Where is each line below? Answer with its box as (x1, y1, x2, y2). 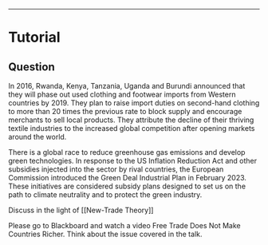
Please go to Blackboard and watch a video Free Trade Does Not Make (8, 221, 241, 230)
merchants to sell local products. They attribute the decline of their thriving (8, 115, 254, 124)
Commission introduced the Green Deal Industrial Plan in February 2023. (8, 173, 247, 182)
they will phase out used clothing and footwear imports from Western (8, 89, 236, 99)
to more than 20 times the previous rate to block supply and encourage (8, 107, 242, 116)
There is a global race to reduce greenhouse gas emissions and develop (8, 148, 246, 156)
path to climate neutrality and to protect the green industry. (8, 190, 203, 200)
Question (8, 60, 55, 73)
